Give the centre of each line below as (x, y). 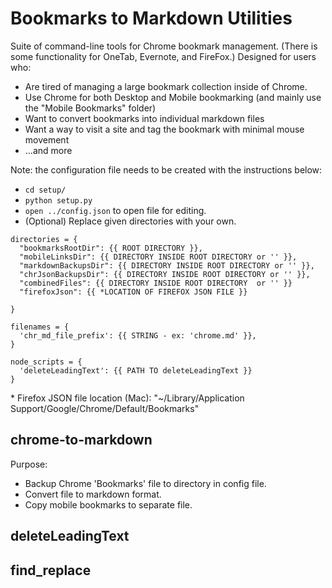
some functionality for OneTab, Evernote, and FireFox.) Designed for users (163, 56)
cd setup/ (45, 190)
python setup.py (58, 200)
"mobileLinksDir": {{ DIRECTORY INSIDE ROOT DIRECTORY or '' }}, (158, 257)
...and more (48, 150)
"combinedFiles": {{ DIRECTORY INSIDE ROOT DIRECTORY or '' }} (156, 283)
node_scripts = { (46, 362)
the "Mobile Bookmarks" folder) (90, 108)
